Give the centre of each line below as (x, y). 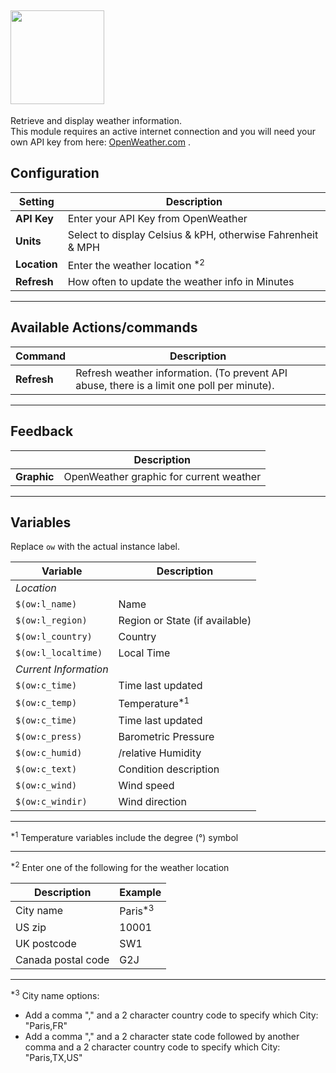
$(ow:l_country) (54, 637)
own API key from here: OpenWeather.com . (100, 142)
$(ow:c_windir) (51, 801)
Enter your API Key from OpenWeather (157, 218)
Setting (36, 201)
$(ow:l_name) (46, 604)
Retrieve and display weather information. (96, 120)
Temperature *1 (154, 703)
